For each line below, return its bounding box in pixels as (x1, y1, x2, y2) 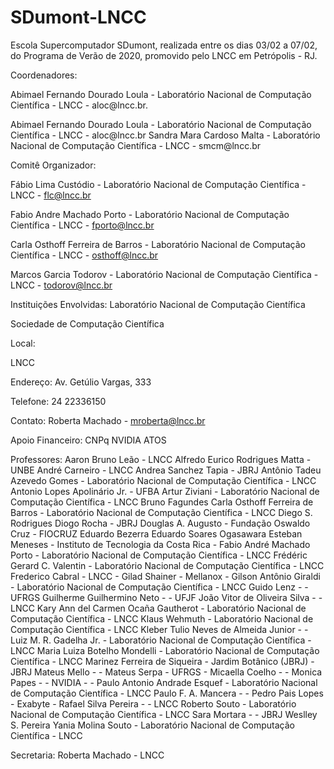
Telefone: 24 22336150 (10, 395, 107, 407)
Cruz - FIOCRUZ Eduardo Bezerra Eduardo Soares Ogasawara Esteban (10, 527, 303, 540)
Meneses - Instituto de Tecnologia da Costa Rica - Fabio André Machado (10, 538, 311, 550)
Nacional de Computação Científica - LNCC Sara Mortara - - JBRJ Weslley (10, 708, 318, 720)
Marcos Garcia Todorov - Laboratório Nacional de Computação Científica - (10, 268, 319, 280)
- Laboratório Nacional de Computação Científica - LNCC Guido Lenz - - (10, 581, 309, 593)
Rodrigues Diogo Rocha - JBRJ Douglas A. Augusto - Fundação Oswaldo (10, 517, 311, 529)
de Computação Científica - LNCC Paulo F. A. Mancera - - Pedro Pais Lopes (10, 687, 324, 699)
